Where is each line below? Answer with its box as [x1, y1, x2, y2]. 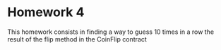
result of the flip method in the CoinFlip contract [7, 35, 147, 43]
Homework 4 [7, 4, 85, 20]
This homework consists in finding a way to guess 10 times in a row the [7, 27, 214, 36]
